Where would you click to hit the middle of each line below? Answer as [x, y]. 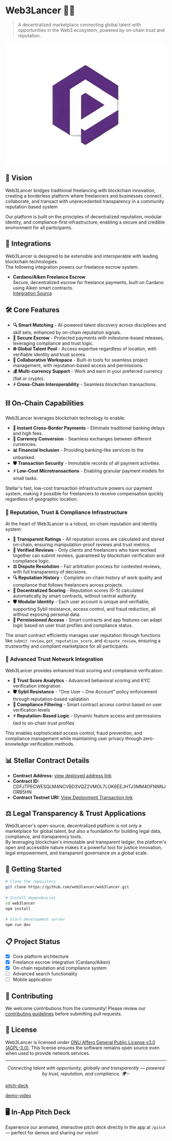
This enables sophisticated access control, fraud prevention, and [74, 733]
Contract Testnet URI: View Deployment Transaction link [73, 797]
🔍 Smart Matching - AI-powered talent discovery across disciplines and [89, 325]
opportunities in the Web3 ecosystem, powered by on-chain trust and [91, 30]
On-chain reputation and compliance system [60, 968]
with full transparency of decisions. [50, 572]
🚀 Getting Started [34, 869]
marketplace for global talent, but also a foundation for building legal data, [83, 831]
